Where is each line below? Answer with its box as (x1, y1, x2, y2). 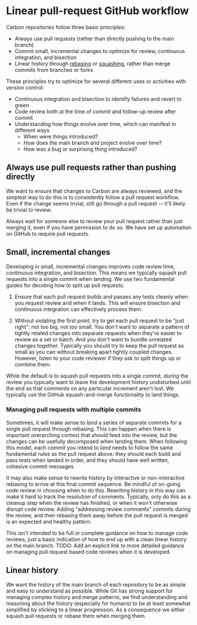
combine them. (14, 361, 52, 368)
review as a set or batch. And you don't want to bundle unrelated (14, 336, 172, 343)
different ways (14, 127, 50, 134)
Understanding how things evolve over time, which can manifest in (14, 120, 176, 127)
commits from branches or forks (14, 66, 93, 73)
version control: (6, 84, 44, 91)
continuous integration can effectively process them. (14, 305, 143, 313)
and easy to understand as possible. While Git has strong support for (6, 587, 173, 594)
